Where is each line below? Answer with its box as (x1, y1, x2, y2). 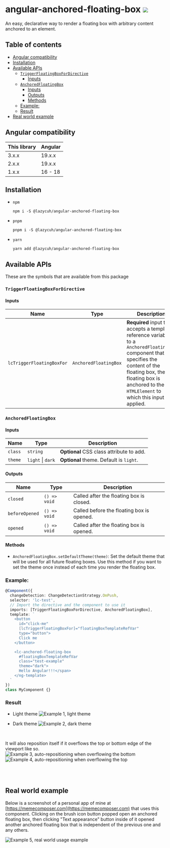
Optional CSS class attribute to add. (60, 448, 146, 455)
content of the (126, 362, 160, 369)
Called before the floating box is (73, 507, 149, 514)
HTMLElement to (126, 388, 161, 395)
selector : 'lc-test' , (10, 598, 56, 603)
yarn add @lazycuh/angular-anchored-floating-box (12, 246, 120, 252)
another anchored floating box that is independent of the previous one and (5, 822, 161, 828)
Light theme (12, 710, 38, 717)
